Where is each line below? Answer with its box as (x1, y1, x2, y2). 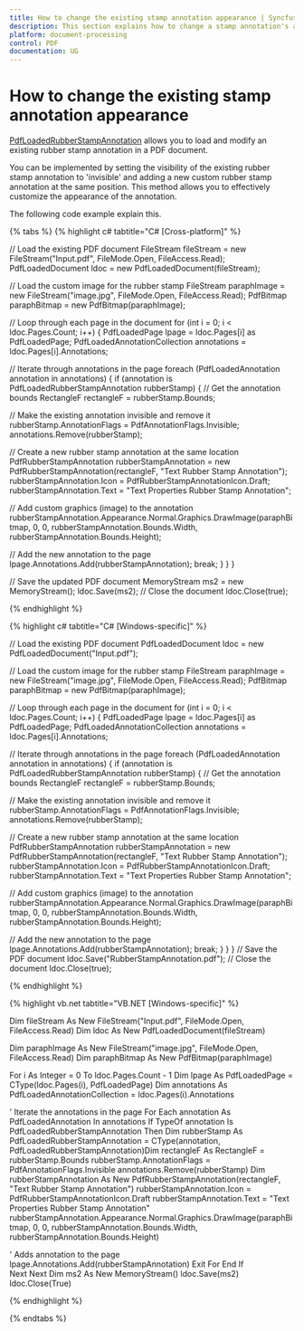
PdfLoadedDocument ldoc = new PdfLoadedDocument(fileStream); (9, 263, 261, 274)
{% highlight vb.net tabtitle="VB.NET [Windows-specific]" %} (9, 998, 240, 1009)
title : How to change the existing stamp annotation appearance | (9, 13, 265, 23)
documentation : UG (9, 47, 79, 56)
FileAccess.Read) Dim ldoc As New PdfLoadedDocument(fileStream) (9, 1025, 266, 1036)
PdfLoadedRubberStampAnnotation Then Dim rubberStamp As (9, 1126, 243, 1136)
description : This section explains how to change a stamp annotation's (9, 22, 290, 31)
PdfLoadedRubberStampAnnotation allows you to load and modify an (9, 135, 267, 146)
